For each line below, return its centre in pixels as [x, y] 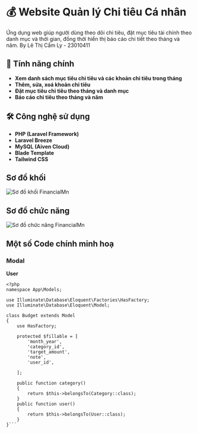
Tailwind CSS [31, 159]
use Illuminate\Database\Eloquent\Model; [58, 305]
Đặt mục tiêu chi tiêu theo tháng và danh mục [72, 91]
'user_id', [41, 362]
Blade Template [34, 153]
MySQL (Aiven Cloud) [42, 146]
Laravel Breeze [33, 140]
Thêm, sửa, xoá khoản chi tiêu [52, 84]
